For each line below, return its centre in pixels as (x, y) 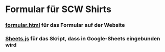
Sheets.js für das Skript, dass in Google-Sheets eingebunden (83, 39)
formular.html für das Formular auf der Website (65, 25)
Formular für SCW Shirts (58, 9)
